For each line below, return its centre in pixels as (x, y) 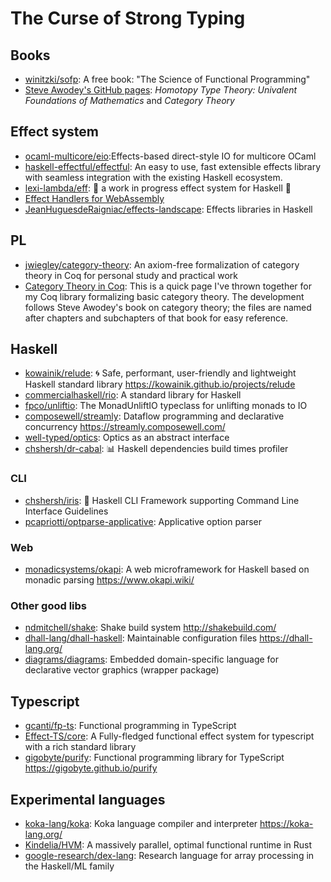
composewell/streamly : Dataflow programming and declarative (154, 416)
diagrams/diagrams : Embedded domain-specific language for (152, 659)
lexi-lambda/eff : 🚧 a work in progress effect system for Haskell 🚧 (158, 188)
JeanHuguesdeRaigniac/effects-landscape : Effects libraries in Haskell (168, 209)
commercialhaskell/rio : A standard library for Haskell (133, 395)
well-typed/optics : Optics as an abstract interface (127, 438)
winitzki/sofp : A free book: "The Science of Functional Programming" (167, 79)
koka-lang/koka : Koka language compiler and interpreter (141, 823)
